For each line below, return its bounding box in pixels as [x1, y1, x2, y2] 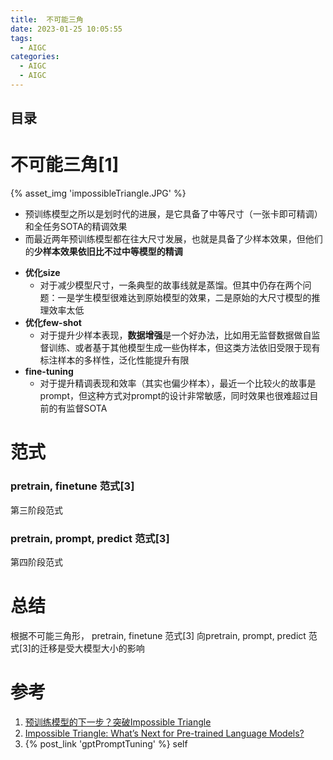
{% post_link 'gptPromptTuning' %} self [24, 737, 188, 750]
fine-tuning [24, 366, 74, 378]
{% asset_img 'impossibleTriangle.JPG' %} [10, 187, 187, 200]
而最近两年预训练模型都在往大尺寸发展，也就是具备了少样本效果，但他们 [24, 233, 323, 245]
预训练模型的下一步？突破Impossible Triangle [24, 716, 212, 728]
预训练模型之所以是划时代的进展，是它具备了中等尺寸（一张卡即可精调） [24, 208, 323, 220]
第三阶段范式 [10, 504, 63, 516]
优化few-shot [24, 317, 82, 329]
